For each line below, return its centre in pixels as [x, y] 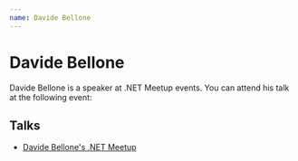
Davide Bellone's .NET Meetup [80, 147]
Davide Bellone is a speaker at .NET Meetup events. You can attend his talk [149, 88]
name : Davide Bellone [50, 18]
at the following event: [51, 97]
